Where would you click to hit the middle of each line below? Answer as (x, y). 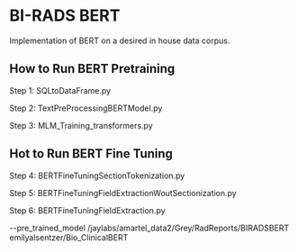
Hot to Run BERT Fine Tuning (91, 154)
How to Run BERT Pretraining (92, 69)
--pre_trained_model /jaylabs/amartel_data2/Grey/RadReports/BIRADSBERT (149, 228)
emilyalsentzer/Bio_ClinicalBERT (69, 237)
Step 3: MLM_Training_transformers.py (81, 125)
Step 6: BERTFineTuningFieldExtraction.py (87, 210)
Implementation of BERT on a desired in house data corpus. (120, 40)
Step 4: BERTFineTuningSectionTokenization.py (97, 175)
